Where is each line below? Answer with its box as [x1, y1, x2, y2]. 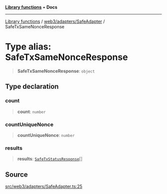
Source [5, 170, 28, 179]
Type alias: [5, 41, 51, 53]
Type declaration [5, 82, 59, 91]
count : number [17, 109, 46, 115]
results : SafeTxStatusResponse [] [17, 156, 83, 162]
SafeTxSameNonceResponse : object [17, 68, 95, 74]
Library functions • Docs [5, 4, 58, 10]
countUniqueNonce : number [17, 132, 75, 138]
